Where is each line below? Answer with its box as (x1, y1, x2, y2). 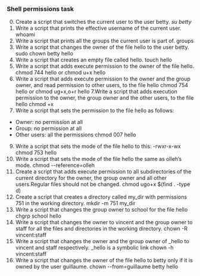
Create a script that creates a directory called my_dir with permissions (15, 193, 187, 201)
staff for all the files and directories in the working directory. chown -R (15, 225, 188, 232)
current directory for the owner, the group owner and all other (15, 175, 167, 182)
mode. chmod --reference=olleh (15, 162, 95, 169)
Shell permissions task (7, 5, 74, 13)
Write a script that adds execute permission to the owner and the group (15, 75, 191, 82)
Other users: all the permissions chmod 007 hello (15, 131, 136, 138)
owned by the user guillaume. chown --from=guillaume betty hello (15, 263, 179, 270)
